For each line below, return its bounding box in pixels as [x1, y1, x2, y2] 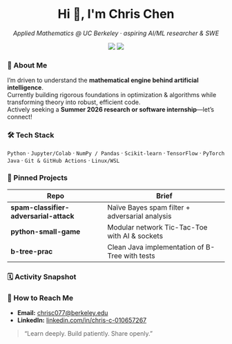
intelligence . [7, 83, 43, 92]
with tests [124, 251, 155, 261]
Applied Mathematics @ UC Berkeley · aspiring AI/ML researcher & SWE [12, 29, 220, 37]
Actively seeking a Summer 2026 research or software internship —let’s [7, 105, 215, 114]
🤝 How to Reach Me [7, 293, 74, 303]
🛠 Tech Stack [7, 130, 55, 140]
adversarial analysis [106, 211, 172, 221]
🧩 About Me [7, 60, 48, 70]
